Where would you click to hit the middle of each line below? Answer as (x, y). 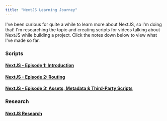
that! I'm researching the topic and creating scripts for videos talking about (83, 29)
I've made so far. (23, 40)
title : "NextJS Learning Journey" (41, 10)
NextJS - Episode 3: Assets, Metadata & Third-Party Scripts (69, 88)
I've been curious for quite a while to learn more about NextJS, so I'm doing (83, 24)
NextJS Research (24, 113)
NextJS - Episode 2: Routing (35, 77)
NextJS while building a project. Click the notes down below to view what (81, 35)
